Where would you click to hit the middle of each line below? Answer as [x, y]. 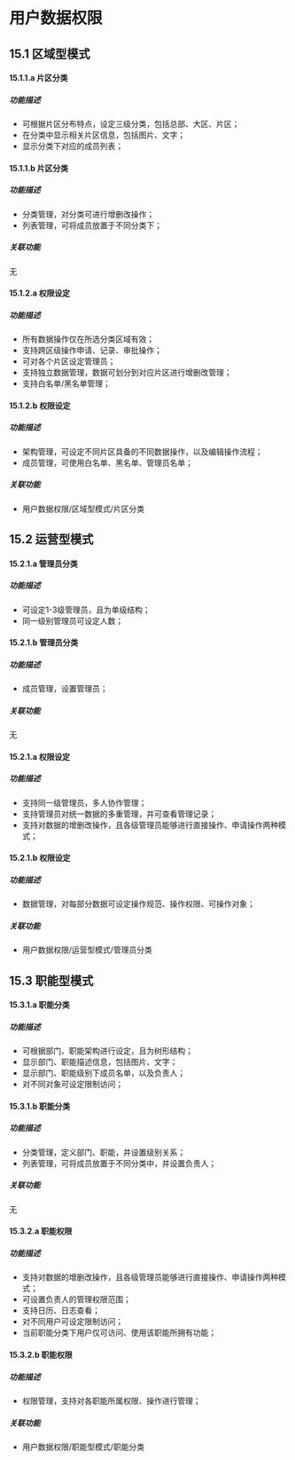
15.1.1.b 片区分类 [39, 168]
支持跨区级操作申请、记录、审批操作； [92, 351]
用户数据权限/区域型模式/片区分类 [83, 509]
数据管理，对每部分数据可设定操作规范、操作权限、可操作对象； [138, 904]
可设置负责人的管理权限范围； [76, 1299]
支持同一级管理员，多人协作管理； [84, 802]
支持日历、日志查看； [61, 1311]
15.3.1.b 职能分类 [40, 1106]
